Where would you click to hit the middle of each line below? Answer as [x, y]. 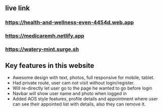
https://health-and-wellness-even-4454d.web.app [70, 22]
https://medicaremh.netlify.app [45, 36]
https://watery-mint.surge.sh [42, 49]
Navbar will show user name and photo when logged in [70, 93]
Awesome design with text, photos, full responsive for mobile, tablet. [84, 77]
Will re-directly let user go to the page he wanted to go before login [82, 88]
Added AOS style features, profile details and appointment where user [85, 98]
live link [18, 8]
